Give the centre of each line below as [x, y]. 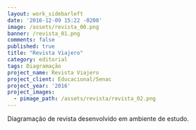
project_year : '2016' [39, 86]
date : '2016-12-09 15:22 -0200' [55, 20]
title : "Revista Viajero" [45, 53]
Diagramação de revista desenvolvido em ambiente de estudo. [98, 119]
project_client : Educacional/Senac [60, 79]
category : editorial [38, 60]
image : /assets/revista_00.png [53, 27]
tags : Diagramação [34, 66]
